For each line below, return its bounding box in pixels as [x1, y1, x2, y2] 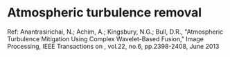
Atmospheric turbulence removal [7, 5, 202, 21]
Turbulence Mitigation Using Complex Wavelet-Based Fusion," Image [7, 34, 204, 43]
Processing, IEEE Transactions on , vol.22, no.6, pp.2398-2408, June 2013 [7, 42, 220, 50]
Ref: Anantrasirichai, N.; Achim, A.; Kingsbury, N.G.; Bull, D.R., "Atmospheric [7, 27, 224, 36]
